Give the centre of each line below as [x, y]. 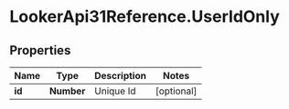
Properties [40, 50]
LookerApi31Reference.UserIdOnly [145, 17]
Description [120, 76]
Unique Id [115, 91]
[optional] [176, 91]
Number [67, 91]
